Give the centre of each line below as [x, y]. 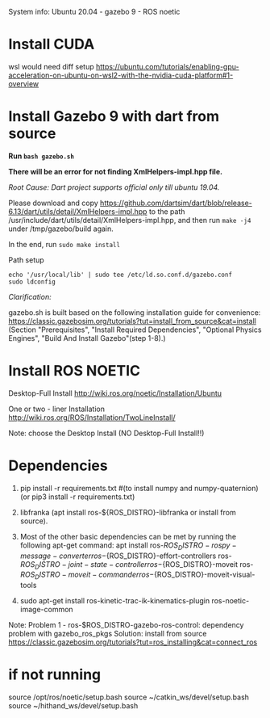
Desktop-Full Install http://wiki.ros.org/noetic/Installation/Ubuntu [115, 393]
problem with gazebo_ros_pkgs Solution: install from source [108, 634]
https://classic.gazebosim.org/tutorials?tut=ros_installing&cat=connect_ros [133, 642]
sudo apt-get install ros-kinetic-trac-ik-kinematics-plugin [115, 601]
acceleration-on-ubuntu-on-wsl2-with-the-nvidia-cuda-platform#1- [121, 75]
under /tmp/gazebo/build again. [61, 229]
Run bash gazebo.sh [42, 156]
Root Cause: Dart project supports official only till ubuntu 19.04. [114, 187]
